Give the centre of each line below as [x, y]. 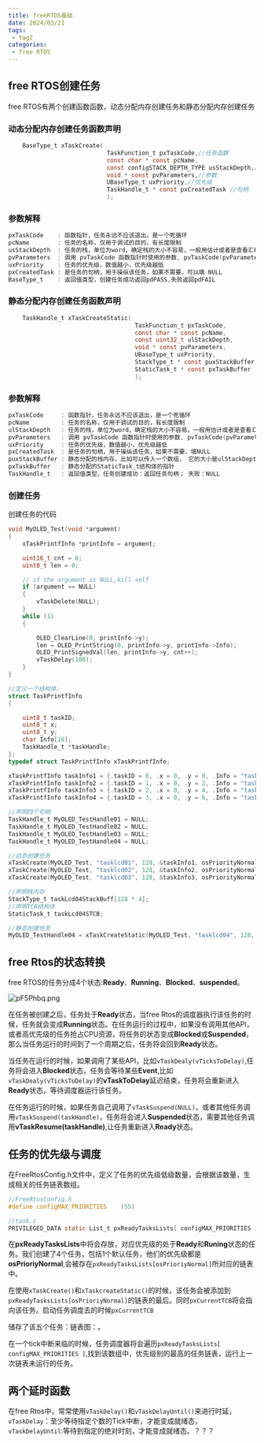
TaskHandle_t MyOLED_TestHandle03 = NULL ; [79, 834]
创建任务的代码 [32, 514]
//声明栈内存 [26, 892]
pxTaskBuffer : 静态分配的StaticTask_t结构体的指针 [92, 467]
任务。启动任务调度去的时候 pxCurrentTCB [88, 1311]
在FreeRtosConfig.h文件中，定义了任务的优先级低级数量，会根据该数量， [126, 1174]
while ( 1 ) [38, 616]
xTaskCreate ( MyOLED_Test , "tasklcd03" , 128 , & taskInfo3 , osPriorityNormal [133, 878]
